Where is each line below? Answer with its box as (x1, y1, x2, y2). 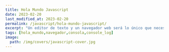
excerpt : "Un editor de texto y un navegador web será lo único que (5, 26, 152, 31)
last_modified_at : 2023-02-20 (5, 16, 69, 21)
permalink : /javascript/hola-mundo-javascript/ (5, 21, 107, 26)
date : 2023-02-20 (5, 12, 42, 17)
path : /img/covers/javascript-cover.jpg (10, 40, 96, 45)
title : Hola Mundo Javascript (5, 7, 69, 12)
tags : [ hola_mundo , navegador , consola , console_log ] (5, 30, 114, 35)
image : (5, 35, 19, 40)
